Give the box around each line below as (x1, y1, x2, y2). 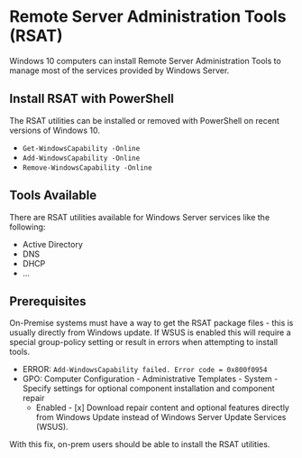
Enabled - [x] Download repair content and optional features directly (35, 402, 290, 413)
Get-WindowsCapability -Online (22, 144, 141, 153)
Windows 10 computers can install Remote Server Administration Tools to (9, 55, 281, 66)
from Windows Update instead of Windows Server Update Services (35, 412, 287, 423)
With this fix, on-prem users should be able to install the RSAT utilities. (9, 439, 270, 450)
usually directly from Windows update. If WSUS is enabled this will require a (9, 327, 291, 338)
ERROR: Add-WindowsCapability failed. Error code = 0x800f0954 (22, 364, 268, 375)
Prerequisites (9, 294, 87, 309)
